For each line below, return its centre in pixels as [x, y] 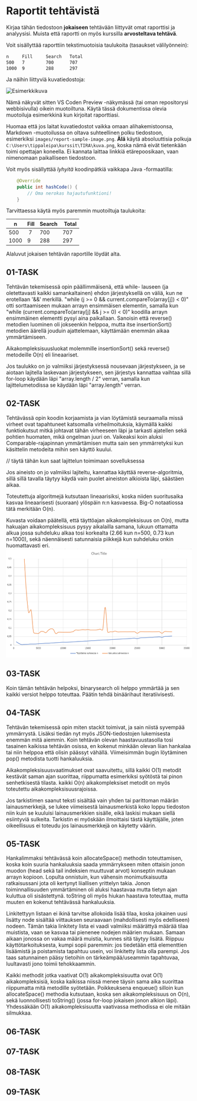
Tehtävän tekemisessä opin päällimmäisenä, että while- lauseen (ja [87, 286]
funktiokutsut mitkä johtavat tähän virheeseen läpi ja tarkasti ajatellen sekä [96, 430]
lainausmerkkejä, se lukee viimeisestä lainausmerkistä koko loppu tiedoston [98, 807]
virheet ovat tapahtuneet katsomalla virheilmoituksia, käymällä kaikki [89, 424]
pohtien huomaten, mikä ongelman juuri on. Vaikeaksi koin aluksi [85, 436]
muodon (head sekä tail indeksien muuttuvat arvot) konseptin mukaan [91, 871]
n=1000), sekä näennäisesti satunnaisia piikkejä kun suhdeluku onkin [90, 539]
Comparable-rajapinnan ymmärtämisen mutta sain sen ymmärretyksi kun [95, 443]
